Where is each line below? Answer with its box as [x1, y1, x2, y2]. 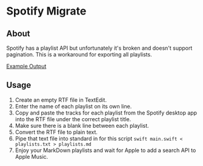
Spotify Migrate [6, 4, 87, 18]
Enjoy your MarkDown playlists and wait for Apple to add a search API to [15, 147, 196, 154]
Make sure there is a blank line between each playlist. [15, 122, 150, 129]
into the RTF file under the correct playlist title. [15, 115, 131, 122]
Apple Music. [15, 153, 48, 160]
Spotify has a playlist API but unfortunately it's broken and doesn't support [6, 44, 193, 51]
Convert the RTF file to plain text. [15, 128, 98, 136]
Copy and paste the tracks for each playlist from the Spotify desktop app [15, 109, 198, 116]
